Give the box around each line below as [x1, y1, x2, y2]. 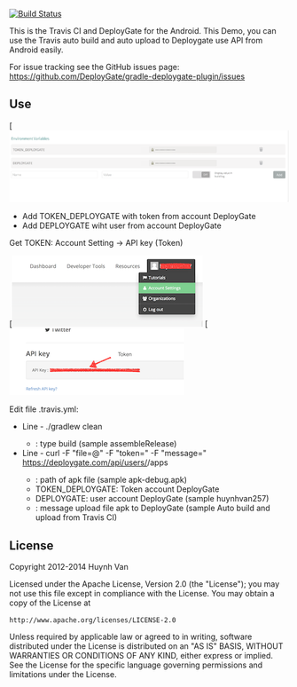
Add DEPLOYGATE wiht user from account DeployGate [21, 220, 222, 231]
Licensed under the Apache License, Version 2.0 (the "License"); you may [9, 579, 280, 589]
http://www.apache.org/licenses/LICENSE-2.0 [9, 616, 176, 625]
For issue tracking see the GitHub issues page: [9, 62, 180, 72]
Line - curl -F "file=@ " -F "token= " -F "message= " [21, 448, 207, 459]
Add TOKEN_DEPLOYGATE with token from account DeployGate [21, 211, 256, 222]
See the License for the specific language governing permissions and [9, 659, 263, 670]
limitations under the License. [9, 669, 117, 680]
